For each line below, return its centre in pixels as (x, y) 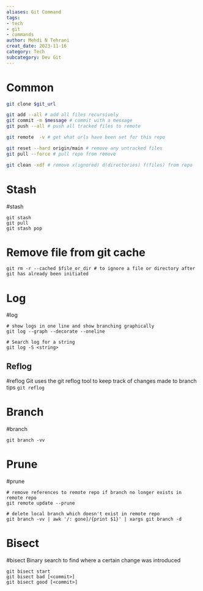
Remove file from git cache (76, 252)
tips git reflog (25, 388)
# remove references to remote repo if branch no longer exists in (94, 493)
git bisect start (28, 571)
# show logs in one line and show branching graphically (80, 326)
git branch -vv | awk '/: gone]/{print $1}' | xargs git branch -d (94, 520)
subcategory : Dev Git (34, 57)
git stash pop (24, 228)
